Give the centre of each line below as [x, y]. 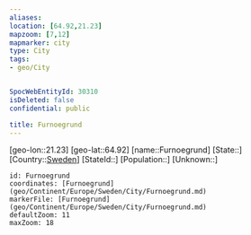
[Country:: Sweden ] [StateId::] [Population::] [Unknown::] [114, 160]
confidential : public [50, 109]
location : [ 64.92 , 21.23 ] [56, 26]
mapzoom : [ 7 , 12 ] [40, 34]
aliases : [26, 17]
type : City [30, 51]
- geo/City [30, 68]
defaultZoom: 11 [40, 215]
